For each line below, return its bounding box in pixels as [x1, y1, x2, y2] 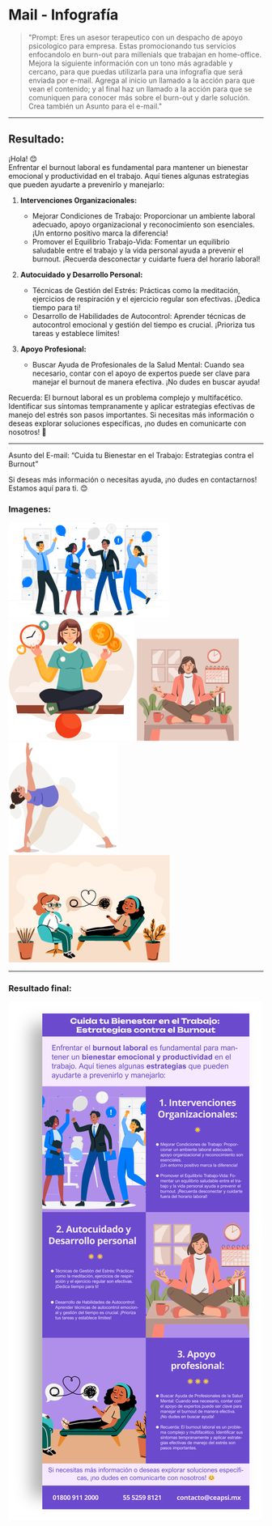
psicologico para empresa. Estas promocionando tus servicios [28, 40, 236, 50]
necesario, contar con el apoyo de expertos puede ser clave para [32, 368, 250, 378]
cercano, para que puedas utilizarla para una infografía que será [28, 66, 243, 76]
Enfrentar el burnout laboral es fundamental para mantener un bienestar [8, 162, 249, 172]
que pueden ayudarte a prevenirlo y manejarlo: [8, 180, 165, 189]
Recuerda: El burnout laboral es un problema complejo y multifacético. [8, 393, 244, 402]
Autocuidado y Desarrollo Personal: [19, 270, 143, 279]
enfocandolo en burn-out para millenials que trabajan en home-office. [28, 49, 261, 59]
